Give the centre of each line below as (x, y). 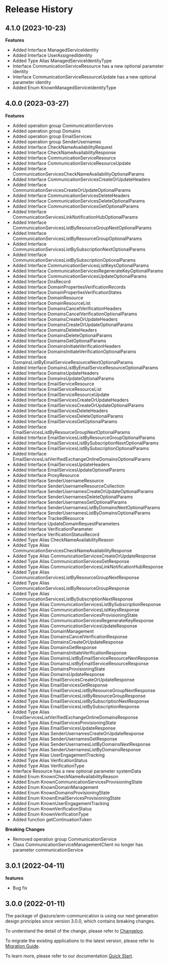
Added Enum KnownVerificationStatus (52, 809)
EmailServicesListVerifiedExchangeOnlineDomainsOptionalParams (81, 459)
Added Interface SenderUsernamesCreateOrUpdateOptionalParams (83, 491)
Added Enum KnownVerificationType (51, 814)
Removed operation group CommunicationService (65, 839)
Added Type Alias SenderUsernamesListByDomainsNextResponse (81, 744)
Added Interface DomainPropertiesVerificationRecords (69, 287)
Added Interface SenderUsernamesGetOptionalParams (70, 502)
